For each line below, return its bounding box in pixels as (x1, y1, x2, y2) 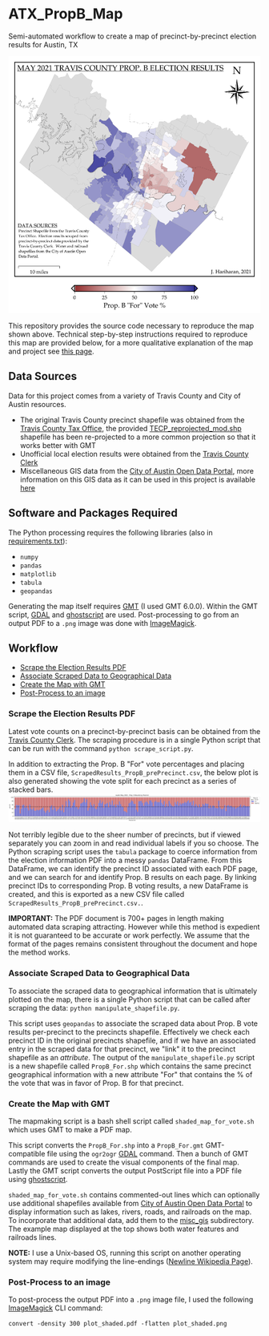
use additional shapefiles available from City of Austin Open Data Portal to (8, 1198, 253, 1208)
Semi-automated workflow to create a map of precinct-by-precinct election (8, 31, 257, 41)
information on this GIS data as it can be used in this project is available (19, 474, 256, 484)
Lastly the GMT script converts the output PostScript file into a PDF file (8, 1165, 243, 1175)
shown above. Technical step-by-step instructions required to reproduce (8, 329, 248, 339)
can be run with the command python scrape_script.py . (8, 743, 194, 753)
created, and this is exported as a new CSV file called (8, 890, 185, 899)
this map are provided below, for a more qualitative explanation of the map (8, 337, 254, 347)
